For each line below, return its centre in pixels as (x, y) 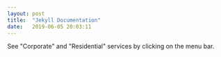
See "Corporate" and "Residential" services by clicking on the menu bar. (111, 47)
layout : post (26, 14)
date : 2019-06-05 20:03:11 (49, 26)
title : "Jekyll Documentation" (54, 20)
